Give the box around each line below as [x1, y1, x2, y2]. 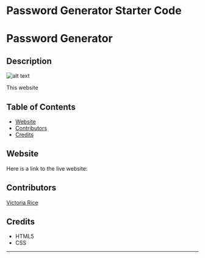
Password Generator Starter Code [6, 4, 182, 18]
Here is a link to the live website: [6, 164, 88, 172]
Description [6, 56, 52, 66]
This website [6, 84, 38, 92]
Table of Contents [6, 101, 76, 112]
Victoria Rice [6, 199, 38, 206]
